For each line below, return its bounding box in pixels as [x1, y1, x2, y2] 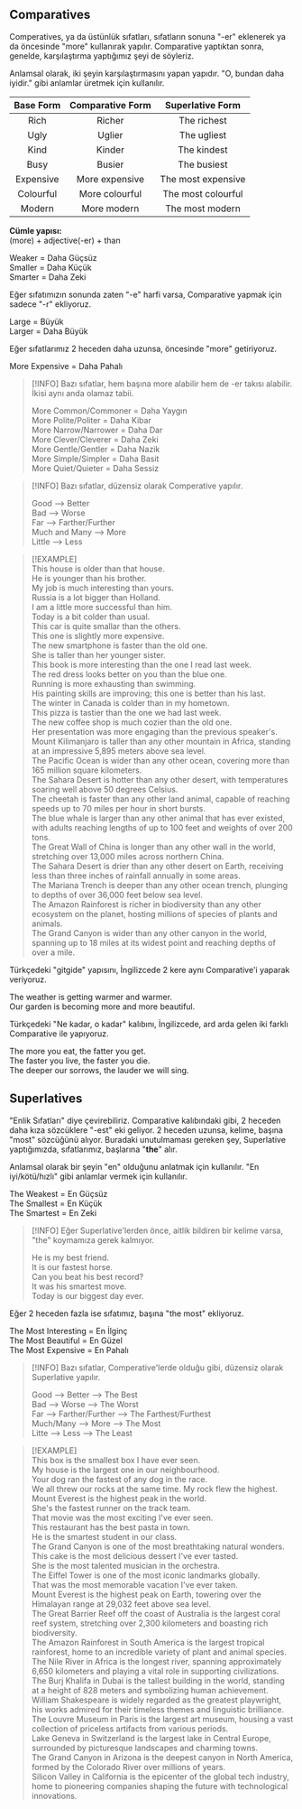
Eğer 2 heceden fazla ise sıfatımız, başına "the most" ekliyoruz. [9, 1308, 244, 1319]
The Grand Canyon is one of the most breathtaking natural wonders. [31, 1541, 286, 1552]
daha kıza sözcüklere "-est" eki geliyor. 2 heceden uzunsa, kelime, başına [9, 1124, 284, 1136]
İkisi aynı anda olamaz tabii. [31, 387, 134, 398]
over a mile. [31, 947, 75, 958]
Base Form [14, 98, 61, 111]
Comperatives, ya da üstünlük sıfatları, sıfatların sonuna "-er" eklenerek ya [9, 31, 287, 42]
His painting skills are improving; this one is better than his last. [31, 688, 266, 699]
